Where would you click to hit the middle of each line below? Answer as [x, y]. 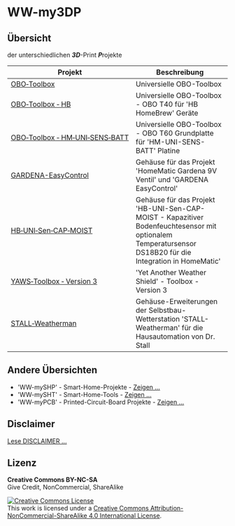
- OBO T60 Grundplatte [175, 133]
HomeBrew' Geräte [167, 113]
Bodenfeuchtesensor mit [176, 226]
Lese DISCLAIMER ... [37, 441]
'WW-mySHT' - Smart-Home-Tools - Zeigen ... [84, 394]
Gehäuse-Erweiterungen [177, 301]
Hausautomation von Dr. [175, 336]
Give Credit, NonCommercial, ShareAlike [65, 487]
